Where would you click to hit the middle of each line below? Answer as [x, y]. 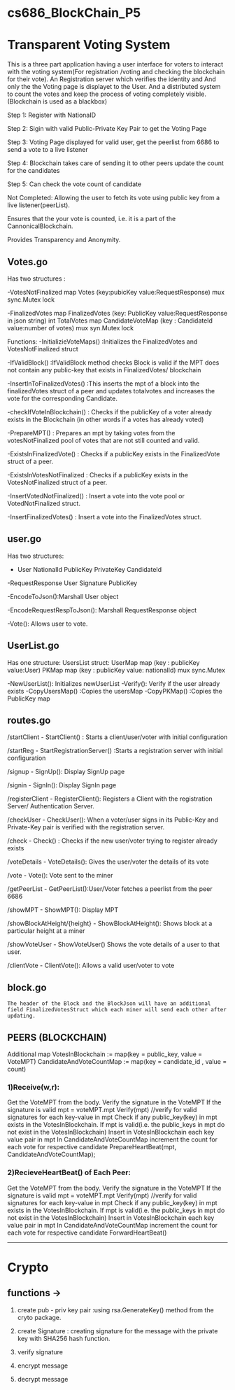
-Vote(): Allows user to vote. [48, 624]
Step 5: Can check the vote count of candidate [74, 184]
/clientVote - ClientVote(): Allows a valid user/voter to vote [91, 966]
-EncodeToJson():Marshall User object [63, 596]
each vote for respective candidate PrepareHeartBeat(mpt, [92, 1147]
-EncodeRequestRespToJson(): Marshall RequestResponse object [102, 610]
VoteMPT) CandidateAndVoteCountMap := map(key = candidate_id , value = [117, 1061]
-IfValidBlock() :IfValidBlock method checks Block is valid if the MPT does [113, 363]
